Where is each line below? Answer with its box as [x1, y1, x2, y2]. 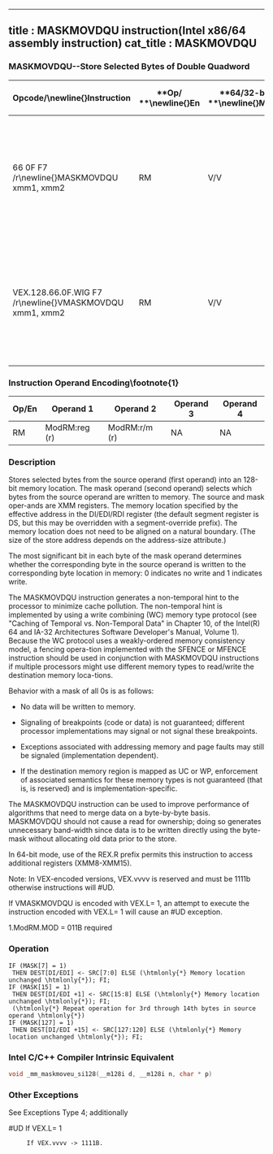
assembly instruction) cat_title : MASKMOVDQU [8, 37, 258, 50]
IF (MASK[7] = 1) [8, 961, 67, 970]
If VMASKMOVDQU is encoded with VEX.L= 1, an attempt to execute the [8, 899, 250, 909]
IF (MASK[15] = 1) [8, 983, 71, 991]
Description [8, 456, 56, 467]
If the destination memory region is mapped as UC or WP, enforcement [19, 766, 258, 776]
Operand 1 [51, 403, 94, 414]
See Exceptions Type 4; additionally [8, 1108, 128, 1117]
